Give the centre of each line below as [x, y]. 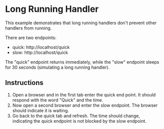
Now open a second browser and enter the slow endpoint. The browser [85, 105]
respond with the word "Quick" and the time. [58, 100]
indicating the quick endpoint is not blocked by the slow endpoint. [79, 121]
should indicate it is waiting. [41, 110]
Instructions [24, 83]
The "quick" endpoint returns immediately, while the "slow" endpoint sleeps [82, 62]
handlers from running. [28, 28]
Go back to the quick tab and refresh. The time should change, [76, 116]
